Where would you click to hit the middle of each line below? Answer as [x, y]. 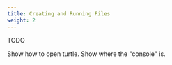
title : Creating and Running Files [59, 14]
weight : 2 [22, 20]
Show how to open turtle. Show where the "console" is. [86, 54]
